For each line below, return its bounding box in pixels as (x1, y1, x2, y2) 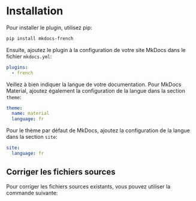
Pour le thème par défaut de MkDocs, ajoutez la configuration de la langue (6, 127, 191, 134)
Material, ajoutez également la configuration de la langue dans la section (6, 87, 186, 94)
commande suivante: (6, 189, 58, 196)
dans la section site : (6, 133, 58, 141)
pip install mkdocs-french (6, 35, 74, 41)
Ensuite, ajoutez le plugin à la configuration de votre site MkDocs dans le (6, 46, 186, 53)
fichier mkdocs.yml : (6, 53, 52, 60)
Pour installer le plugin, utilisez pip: (6, 24, 93, 31)
